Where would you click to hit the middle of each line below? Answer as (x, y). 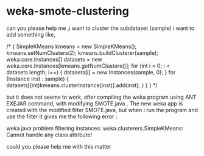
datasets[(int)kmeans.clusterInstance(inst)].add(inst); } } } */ (82, 85)
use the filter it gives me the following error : (62, 116)
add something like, (31, 34)
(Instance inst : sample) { (37, 79)
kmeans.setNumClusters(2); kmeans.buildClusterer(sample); (82, 52)
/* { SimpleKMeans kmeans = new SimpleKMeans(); (72, 46)
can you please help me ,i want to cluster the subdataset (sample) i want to (100, 28)
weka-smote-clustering (68, 11)
